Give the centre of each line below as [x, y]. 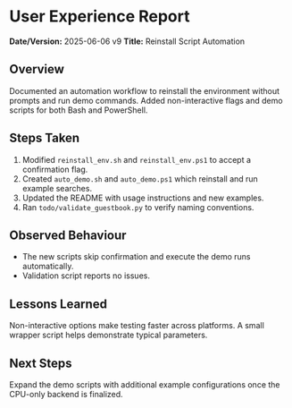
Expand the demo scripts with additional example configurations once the [145, 385]
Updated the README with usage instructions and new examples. [143, 198]
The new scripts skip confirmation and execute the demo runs [137, 257]
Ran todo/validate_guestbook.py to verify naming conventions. [138, 207]
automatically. [48, 267]
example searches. [57, 188]
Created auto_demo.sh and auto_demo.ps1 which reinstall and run [140, 178]
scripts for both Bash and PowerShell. [79, 110]
